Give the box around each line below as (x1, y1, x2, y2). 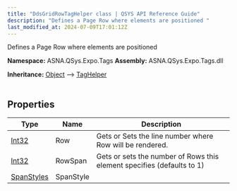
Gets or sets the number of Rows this (96, 151, 219, 161)
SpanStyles (11, 172, 49, 182)
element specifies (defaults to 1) (96, 161, 205, 170)
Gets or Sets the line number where (96, 132, 214, 141)
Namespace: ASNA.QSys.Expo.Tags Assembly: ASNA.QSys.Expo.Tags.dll (7, 57, 224, 65)
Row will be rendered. (96, 140, 168, 150)
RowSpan (55, 156, 87, 166)
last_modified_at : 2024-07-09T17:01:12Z (7, 23, 128, 30)
